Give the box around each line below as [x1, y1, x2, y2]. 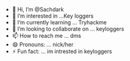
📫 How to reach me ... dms [12, 32, 81, 39]
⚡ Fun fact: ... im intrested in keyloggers [12, 48, 112, 55]
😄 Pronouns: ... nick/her [12, 41, 74, 48]
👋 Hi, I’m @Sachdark [12, 6, 64, 13]
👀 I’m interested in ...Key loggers [12, 12, 94, 20]
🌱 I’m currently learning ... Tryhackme [12, 19, 107, 26]
